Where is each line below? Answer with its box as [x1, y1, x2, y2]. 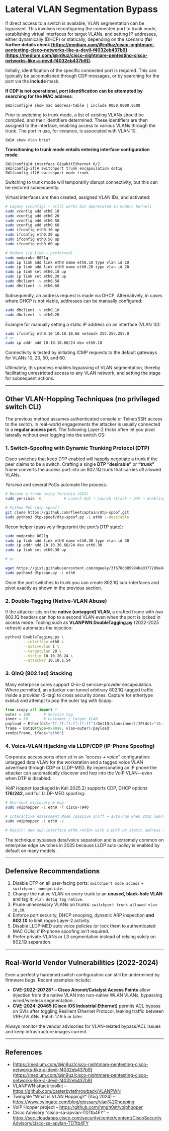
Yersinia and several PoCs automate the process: [5, 482, 107, 488]
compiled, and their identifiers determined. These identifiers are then [5, 117, 148, 123]
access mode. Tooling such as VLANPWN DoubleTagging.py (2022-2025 [5, 619, 159, 625]
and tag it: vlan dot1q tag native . [12, 896, 83, 902]
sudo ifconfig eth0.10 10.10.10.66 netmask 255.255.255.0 [5, 331, 129, 336]
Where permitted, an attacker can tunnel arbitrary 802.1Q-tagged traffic [5, 686, 154, 693]
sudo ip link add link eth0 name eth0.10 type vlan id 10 [5, 260, 129, 265]
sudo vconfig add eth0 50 [5, 218, 59, 223]
